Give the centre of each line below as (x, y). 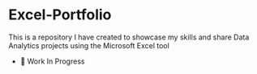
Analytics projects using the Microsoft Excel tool (89, 45)
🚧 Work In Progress (52, 61)
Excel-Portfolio (60, 15)
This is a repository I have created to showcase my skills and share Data (129, 37)
